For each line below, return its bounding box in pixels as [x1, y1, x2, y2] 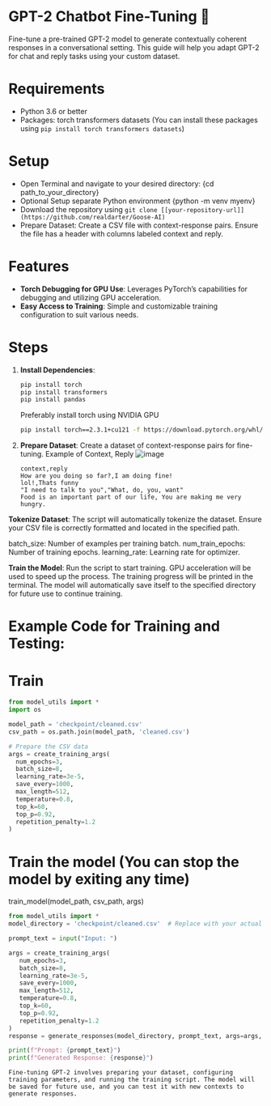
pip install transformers [19, 388, 108, 396]
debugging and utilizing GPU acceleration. [19, 292, 162, 302]
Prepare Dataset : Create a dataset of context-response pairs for [19, 440, 235, 450]
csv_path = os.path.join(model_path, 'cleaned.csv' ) [8, 728, 190, 736]
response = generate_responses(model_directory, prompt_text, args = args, [8, 1032, 263, 1040]
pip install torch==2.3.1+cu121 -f [19, 426, 141, 434]
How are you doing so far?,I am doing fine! [19, 472, 173, 480]
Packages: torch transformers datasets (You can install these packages [19, 115, 259, 125]
